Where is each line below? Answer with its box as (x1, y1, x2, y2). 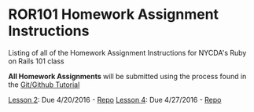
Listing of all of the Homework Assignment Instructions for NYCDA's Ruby (8, 48, 247, 57)
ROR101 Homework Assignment (8, 5, 219, 23)
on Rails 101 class (8, 56, 64, 66)
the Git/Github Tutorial (8, 80, 80, 89)
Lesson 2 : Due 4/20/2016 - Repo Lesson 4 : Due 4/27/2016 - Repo (8, 95, 222, 104)
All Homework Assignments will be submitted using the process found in (8, 71, 247, 81)
